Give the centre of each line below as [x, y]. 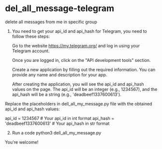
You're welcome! [22, 142]
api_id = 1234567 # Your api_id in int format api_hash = [60, 118]
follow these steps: [31, 36]
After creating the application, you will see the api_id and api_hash [78, 84]
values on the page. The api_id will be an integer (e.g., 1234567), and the [85, 89]
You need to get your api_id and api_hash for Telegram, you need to [80, 31]
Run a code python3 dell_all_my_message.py [57, 133]
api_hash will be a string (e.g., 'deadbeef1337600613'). [67, 94]
